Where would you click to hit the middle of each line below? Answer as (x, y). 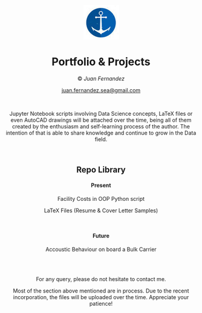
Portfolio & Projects (101, 62)
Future (101, 236)
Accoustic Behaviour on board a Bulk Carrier (101, 249)
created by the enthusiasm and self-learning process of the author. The (101, 126)
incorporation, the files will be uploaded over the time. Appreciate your (101, 297)
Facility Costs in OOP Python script (101, 198)
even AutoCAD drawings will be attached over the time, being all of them (101, 120)
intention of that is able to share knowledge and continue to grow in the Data (101, 133)
